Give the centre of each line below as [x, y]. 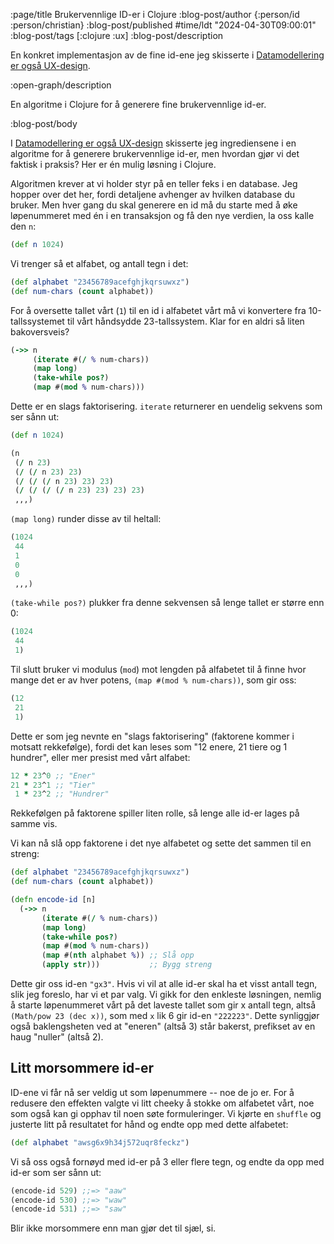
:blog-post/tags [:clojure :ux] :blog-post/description [117, 35]
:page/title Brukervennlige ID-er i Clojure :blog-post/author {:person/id [155, 14]
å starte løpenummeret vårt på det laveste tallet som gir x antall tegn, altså [163, 1005]
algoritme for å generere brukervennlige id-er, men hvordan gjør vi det [155, 153]
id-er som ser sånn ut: [56, 1172]
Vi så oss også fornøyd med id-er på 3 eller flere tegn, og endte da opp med [167, 1161]
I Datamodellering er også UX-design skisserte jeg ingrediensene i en [153, 143]
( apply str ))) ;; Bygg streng [127, 965]
